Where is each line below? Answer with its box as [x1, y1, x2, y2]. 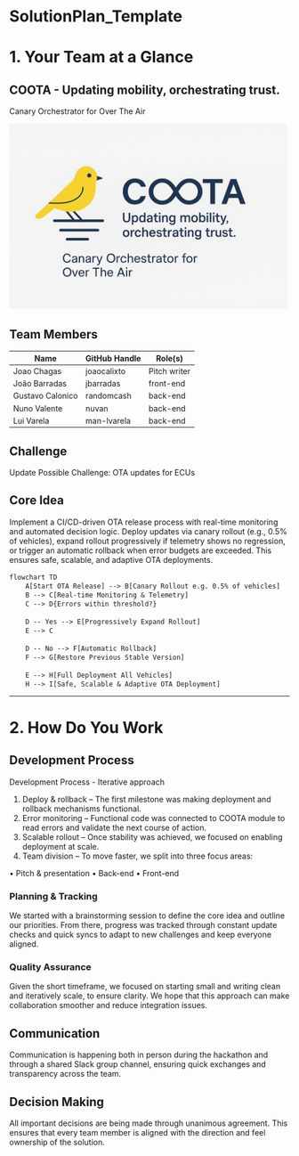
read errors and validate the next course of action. [21, 822, 207, 833]
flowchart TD [9, 573, 58, 582]
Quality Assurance [9, 961, 92, 973]
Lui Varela [12, 415, 50, 426]
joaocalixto [85, 365, 126, 376]
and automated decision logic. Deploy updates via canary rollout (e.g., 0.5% [9, 525, 287, 536]
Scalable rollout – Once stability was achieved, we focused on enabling [21, 831, 283, 843]
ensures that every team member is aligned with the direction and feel [9, 1128, 266, 1138]
